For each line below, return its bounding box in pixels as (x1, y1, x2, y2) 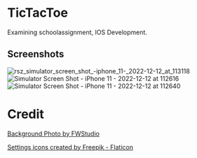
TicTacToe (7, 5, 69, 21)
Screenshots (7, 48, 64, 60)
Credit (7, 106, 44, 122)
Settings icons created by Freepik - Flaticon (7, 143, 134, 151)
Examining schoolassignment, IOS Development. (7, 28, 147, 36)
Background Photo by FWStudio (7, 129, 100, 138)
